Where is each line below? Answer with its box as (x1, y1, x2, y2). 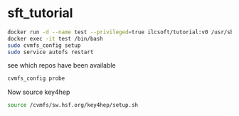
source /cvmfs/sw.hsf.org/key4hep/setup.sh (7, 102, 139, 109)
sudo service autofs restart (7, 48, 94, 56)
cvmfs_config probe (7, 75, 65, 83)
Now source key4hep (7, 88, 70, 97)
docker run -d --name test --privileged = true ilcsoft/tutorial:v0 (7, 28, 208, 36)
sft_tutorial (7, 5, 73, 21)
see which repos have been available (7, 61, 116, 70)
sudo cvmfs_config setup (7, 41, 81, 49)
